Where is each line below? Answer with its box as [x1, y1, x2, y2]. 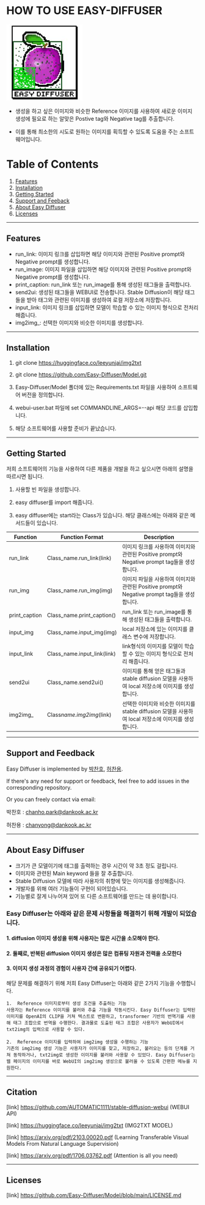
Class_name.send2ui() [46, 678, 104, 686]
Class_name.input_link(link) [46, 650, 116, 657]
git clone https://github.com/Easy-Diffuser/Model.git [15, 370, 147, 378]
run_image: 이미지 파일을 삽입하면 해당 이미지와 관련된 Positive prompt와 [15, 265, 192, 273]
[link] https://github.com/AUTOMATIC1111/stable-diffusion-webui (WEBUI [6, 1103, 190, 1110]
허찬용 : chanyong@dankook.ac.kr [6, 821, 92, 829]
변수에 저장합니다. [133, 633, 176, 640]
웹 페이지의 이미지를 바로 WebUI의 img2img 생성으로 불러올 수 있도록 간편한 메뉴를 [6, 1059, 190, 1065]
